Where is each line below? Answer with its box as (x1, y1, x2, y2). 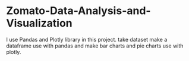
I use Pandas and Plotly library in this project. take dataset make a (6, 36, 168, 43)
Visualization (6, 16, 73, 30)
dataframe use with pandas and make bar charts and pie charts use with (6, 42, 184, 49)
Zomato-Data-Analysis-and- (6, 4, 151, 18)
